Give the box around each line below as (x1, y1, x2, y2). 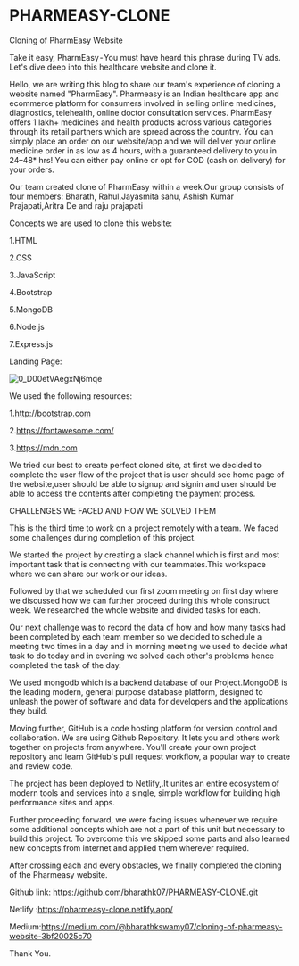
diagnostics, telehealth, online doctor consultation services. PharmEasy (9, 107, 272, 118)
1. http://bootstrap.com (9, 408, 92, 418)
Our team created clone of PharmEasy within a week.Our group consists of (9, 181, 285, 192)
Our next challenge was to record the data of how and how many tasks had (9, 622, 286, 632)
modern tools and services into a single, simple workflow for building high (9, 787, 281, 798)
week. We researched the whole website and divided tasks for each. (9, 604, 261, 615)
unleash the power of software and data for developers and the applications (9, 696, 288, 706)
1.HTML (9, 235, 37, 245)
